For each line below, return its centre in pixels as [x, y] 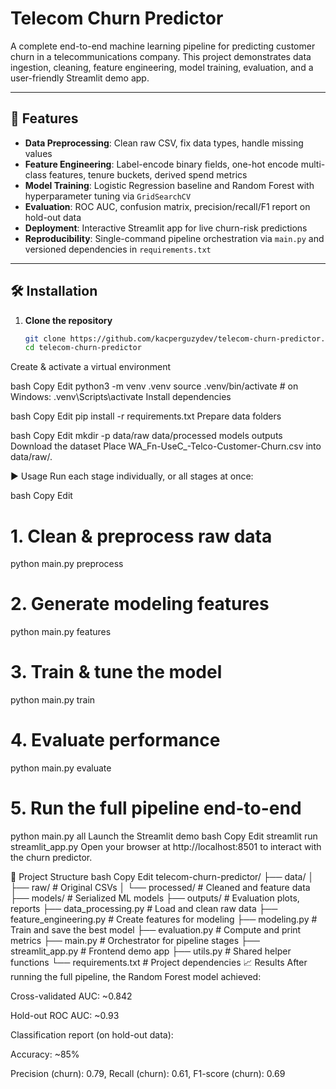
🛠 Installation [54, 291]
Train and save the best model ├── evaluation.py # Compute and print [156, 930]
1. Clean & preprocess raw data [141, 536]
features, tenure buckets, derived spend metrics [148, 174]
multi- [313, 164]
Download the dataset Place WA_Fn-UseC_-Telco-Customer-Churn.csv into [166, 446]
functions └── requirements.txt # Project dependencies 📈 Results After [159, 962]
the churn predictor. [51, 857]
